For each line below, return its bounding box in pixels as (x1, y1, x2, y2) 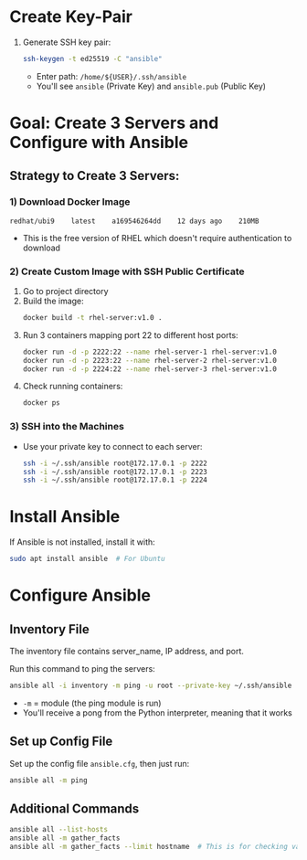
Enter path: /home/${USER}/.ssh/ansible (36, 70, 187, 81)
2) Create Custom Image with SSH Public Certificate (9, 265, 245, 278)
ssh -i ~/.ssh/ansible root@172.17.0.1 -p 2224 (22, 475, 207, 485)
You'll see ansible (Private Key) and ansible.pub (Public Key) (36, 80, 267, 91)
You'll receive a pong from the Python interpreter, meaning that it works (22, 706, 292, 718)
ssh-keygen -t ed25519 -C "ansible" (22, 54, 163, 63)
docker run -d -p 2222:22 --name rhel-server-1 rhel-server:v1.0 (22, 347, 277, 356)
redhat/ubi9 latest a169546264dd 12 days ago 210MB (9, 217, 259, 226)
